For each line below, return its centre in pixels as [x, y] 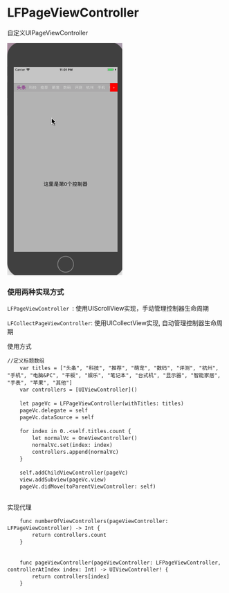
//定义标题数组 [26, 361]
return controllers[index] [71, 577]
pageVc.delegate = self [54, 411]
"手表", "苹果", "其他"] [40, 383]
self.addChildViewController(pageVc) [74, 473]
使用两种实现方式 [36, 292]
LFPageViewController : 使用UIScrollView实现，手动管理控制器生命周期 [108, 309]
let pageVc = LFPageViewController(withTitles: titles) [102, 404]
